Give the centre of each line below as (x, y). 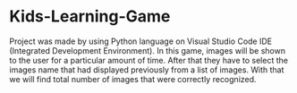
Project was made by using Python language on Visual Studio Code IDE (141, 41)
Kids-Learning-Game (90, 17)
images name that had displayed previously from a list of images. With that (147, 70)
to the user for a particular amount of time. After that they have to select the (149, 60)
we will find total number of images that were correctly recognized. (133, 79)
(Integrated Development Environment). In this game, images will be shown (148, 50)
